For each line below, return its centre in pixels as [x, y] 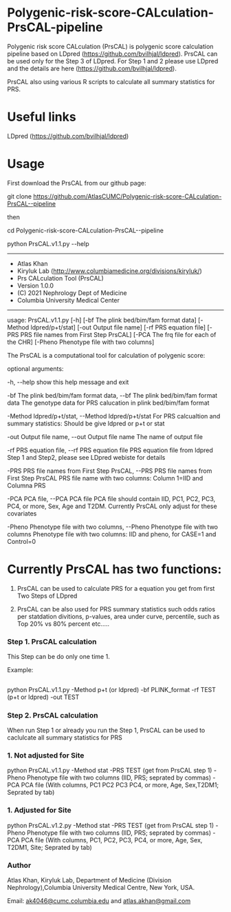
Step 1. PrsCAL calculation [52, 641]
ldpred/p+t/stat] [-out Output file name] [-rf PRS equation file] [118, 327]
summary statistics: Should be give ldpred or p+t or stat [86, 423]
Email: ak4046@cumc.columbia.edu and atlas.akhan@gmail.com [99, 901]
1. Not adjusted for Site [46, 756]
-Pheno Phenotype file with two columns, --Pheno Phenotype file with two [113, 527]
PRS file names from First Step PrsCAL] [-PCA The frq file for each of [118, 334]
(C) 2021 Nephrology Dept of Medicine [72, 293]
